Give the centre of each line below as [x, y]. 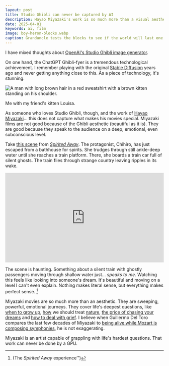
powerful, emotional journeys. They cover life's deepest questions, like [78, 307]
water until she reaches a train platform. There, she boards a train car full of [84, 155]
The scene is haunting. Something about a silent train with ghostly [74, 269]
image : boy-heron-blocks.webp [37, 33]
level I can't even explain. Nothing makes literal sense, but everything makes [84, 285]
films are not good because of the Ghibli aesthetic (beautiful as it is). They [82, 124]
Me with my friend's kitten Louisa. [40, 103]
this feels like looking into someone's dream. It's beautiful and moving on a [82, 280]
